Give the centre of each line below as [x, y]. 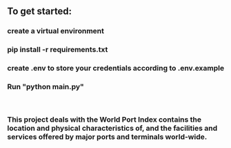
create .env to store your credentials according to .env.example [116, 68]
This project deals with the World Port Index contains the [104, 120]
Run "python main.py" [46, 87]
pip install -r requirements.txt [58, 50]
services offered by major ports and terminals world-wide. [107, 137]
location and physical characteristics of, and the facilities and [112, 129]
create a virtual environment [56, 31]
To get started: [40, 11]
